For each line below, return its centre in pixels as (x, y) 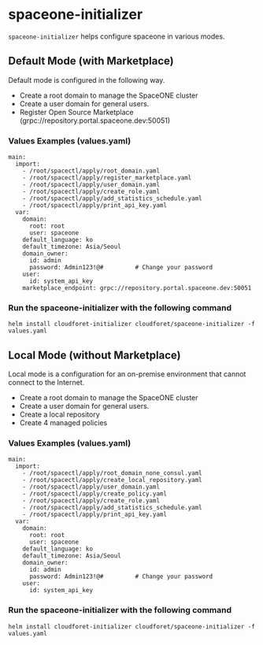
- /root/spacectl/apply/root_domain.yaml (91, 171)
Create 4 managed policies (63, 423)
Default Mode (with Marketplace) (91, 61)
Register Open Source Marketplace (76, 112)
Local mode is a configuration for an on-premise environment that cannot (127, 374)
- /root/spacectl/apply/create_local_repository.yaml (112, 480)
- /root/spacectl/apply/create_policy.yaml (95, 494)
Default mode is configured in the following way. (87, 80)
